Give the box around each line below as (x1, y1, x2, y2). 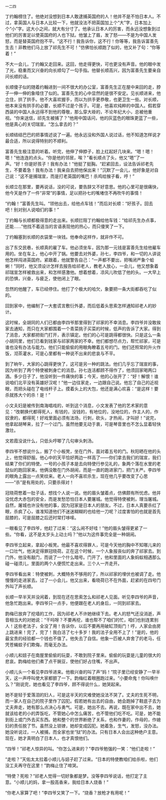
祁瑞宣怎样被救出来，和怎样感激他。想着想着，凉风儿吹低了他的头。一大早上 (5, 269, 161, 275)
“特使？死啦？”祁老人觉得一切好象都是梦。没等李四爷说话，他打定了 (5, 773, 143, 779)
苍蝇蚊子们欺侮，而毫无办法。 (9, 642, 70, 647)
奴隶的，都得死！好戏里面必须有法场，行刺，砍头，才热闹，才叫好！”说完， (5, 415, 159, 421)
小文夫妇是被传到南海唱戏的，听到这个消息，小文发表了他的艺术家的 (5, 402, 144, 408)
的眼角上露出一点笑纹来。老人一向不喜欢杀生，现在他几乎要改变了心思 (5, 473, 148, 479)
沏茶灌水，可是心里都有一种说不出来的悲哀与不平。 (13, 350, 118, 356)
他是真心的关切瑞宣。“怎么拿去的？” (5, 121, 79, 127)
